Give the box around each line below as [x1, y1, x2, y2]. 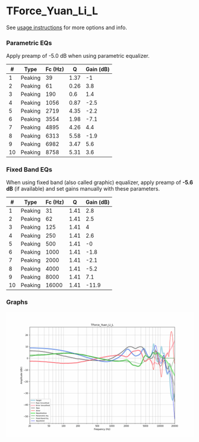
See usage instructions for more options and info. [6, 24, 128, 31]
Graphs [6, 298, 28, 306]
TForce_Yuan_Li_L [6, 4, 98, 18]
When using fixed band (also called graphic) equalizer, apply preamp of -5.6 [6, 179, 193, 186]
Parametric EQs [6, 39, 52, 47]
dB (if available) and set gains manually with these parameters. [6, 185, 160, 192]
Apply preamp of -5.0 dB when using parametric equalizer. [6, 52, 150, 60]
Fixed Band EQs [6, 165, 52, 173]
